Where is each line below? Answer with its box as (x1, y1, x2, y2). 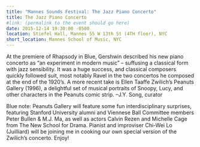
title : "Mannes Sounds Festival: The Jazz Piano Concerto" (6, 8, 157, 15)
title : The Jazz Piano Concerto (6, 14, 87, 20)
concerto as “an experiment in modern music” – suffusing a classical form (6, 59, 189, 66)
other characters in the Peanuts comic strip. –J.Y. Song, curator (6, 91, 163, 98)
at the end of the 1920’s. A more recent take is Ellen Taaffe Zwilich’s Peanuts (6, 78, 195, 85)
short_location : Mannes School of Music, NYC (6, 36, 122, 42)
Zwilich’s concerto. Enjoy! (6, 134, 69, 141)
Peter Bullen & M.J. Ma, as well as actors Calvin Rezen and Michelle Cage (6, 115, 187, 122)
